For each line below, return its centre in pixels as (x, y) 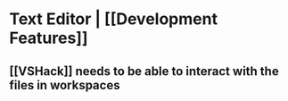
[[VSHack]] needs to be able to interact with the (144, 71)
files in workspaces (65, 85)
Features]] (49, 38)
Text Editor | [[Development (114, 19)
